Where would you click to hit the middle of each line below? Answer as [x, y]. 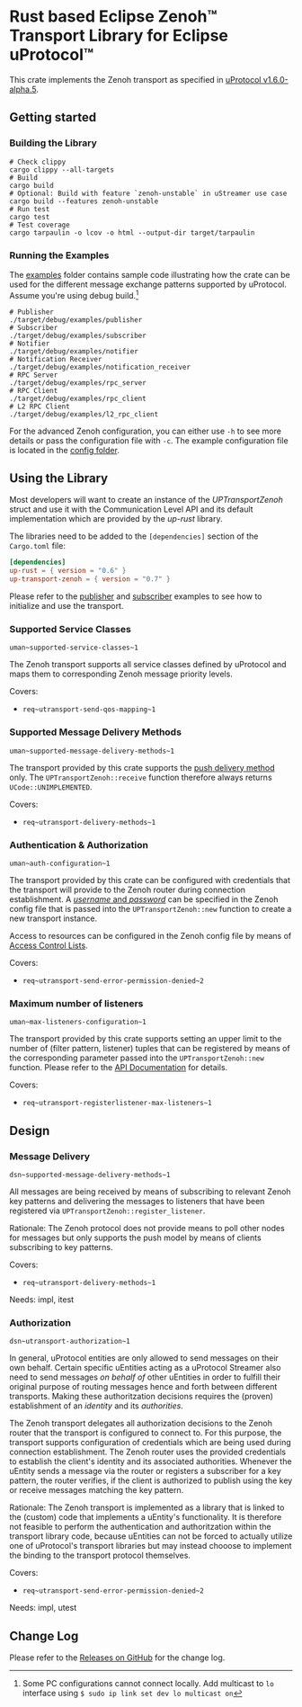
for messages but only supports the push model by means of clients [136, 1238]
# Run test [30, 209]
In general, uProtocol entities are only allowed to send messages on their [144, 1358]
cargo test [30, 217]
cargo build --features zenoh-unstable [84, 201]
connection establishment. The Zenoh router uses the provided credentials [147, 1452]
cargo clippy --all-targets [62, 170]
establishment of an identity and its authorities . [97, 1406]
